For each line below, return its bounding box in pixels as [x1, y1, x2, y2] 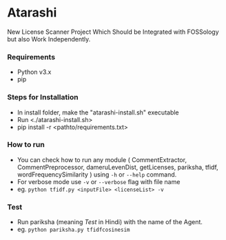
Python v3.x [17, 68, 52, 77]
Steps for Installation [7, 92, 79, 102]
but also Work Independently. [7, 34, 91, 43]
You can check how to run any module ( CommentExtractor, [17, 155, 187, 163]
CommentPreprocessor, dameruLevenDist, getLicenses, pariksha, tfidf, [17, 163, 218, 171]
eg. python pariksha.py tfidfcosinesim [17, 226, 130, 234]
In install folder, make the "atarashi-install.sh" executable [17, 108, 179, 117]
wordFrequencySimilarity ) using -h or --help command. [17, 170, 177, 179]
